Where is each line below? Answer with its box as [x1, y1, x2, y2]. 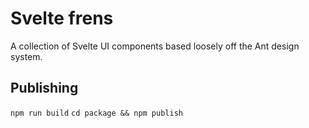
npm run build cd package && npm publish [10, 108, 183, 118]
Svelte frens [10, 7, 114, 30]
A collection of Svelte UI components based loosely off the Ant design [10, 40, 300, 52]
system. [10, 50, 43, 62]
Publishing [10, 80, 79, 97]
